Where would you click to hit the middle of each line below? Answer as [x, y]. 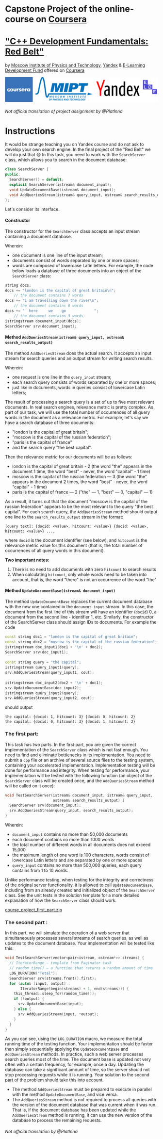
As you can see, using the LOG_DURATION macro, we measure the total [73, 1039]
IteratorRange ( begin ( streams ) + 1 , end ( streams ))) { [75, 989]
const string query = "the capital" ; [43, 662]
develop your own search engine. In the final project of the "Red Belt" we [78, 149]
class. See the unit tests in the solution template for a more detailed [72, 895]
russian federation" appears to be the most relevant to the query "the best [79, 506]
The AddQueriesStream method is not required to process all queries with [84, 1100]
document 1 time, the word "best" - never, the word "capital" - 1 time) [81, 471]
